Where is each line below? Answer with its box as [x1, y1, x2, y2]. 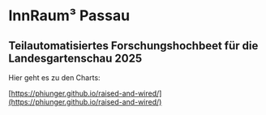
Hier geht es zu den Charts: [8, 73, 101, 83]
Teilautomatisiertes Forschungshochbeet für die [8, 39, 259, 53]
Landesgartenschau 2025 [8, 51, 143, 65]
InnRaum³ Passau [8, 6, 131, 25]
